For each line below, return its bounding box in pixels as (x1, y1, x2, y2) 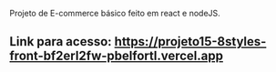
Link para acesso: (9, 34, 112, 49)
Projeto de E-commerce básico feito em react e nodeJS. (9, 8, 220, 18)
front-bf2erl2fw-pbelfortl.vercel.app (9, 48, 223, 64)
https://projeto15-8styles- (114, 34, 267, 49)
